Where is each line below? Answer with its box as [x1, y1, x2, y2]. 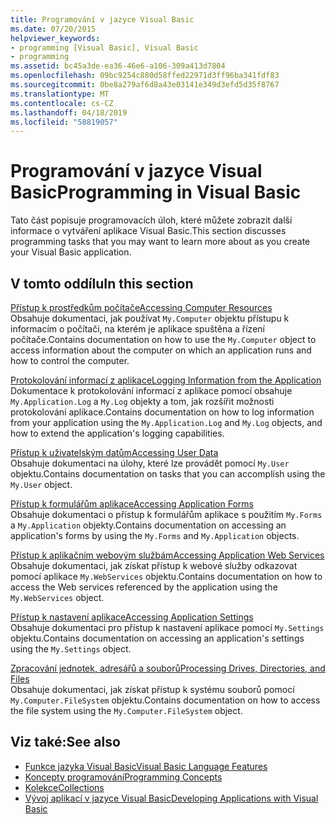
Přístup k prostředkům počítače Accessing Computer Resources [10, 302, 273, 313]
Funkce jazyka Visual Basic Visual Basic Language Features [24, 760, 268, 772]
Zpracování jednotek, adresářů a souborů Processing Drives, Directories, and [10, 662, 326, 674]
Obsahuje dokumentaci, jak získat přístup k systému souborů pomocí [10, 684, 295, 695]
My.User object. [10, 479, 73, 490]
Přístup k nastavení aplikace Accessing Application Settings [10, 611, 254, 623]
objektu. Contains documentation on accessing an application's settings [10, 632, 305, 644]
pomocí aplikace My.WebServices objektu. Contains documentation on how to [10, 571, 323, 582]
